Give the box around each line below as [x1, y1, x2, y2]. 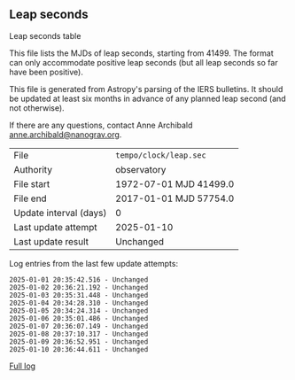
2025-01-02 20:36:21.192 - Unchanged [9, 283, 149, 291]
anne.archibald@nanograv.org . [9, 128, 122, 140]
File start [13, 177, 50, 190]
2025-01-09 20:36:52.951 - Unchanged [9, 337, 149, 346]
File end [13, 192, 47, 205]
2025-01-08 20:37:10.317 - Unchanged [9, 330, 149, 338]
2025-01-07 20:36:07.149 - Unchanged [9, 322, 149, 330]
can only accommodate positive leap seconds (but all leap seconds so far [9, 57, 278, 67]
